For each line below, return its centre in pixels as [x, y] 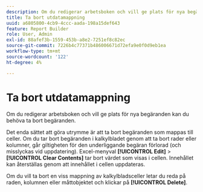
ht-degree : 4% [24, 62]
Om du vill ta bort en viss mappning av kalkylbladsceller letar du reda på [96, 176]
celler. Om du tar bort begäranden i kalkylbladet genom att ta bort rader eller [101, 139]
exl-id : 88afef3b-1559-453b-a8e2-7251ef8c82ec [66, 40]
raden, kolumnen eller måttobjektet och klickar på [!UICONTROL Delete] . [97, 182]
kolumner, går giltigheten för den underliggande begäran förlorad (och [94, 145]
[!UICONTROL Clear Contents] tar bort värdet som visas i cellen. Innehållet [100, 158]
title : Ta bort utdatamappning [46, 18]
